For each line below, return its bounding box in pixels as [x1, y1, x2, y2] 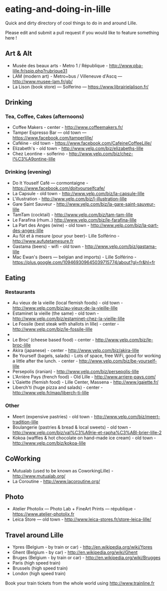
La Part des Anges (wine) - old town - [12, 222, 90, 228]
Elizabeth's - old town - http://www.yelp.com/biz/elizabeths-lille [12, 145, 144, 151]
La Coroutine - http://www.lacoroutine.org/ [12, 478, 100, 484]
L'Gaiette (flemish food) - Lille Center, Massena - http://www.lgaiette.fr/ [12, 379, 159, 385]
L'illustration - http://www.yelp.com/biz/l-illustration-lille [12, 196, 127, 202]
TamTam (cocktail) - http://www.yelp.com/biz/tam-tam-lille [12, 212, 133, 218]
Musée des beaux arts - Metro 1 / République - [12, 62, 108, 68]
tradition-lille [12, 419, 39, 425]
